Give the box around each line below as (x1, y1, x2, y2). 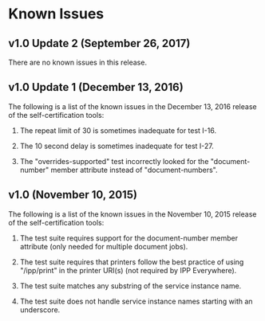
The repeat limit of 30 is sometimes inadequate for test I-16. (19, 125, 217, 135)
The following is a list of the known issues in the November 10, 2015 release (8, 209, 257, 219)
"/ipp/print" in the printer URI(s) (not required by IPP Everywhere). (19, 265, 237, 275)
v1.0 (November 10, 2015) (8, 188, 138, 202)
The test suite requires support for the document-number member (19, 233, 238, 243)
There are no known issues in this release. (8, 57, 148, 67)
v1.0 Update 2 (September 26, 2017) (8, 37, 191, 50)
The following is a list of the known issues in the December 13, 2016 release (8, 101, 257, 112)
